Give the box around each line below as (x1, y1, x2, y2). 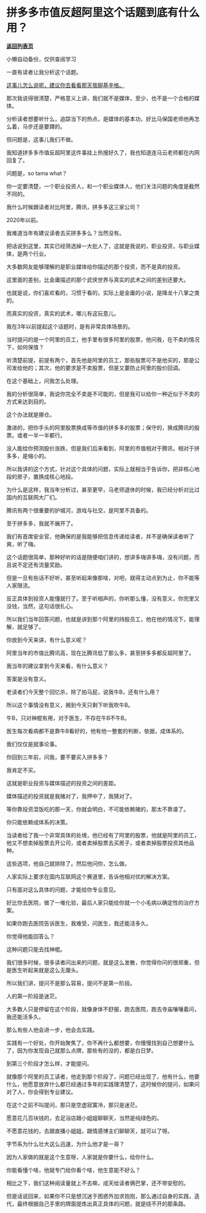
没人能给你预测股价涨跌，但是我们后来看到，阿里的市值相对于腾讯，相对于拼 (6, 444, 200, 452)
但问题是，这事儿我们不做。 (6, 135, 77, 143)
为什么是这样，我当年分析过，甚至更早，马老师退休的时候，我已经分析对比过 (6, 485, 200, 493)
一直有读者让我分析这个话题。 (6, 68, 82, 75)
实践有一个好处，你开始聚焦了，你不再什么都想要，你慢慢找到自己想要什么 (6, 1039, 194, 1046)
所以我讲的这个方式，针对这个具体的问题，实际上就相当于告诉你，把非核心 (6, 465, 194, 473)
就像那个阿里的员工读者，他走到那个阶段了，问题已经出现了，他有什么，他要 (6, 1073, 200, 1080)
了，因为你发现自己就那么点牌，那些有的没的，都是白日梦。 (6, 1046, 157, 1054)
